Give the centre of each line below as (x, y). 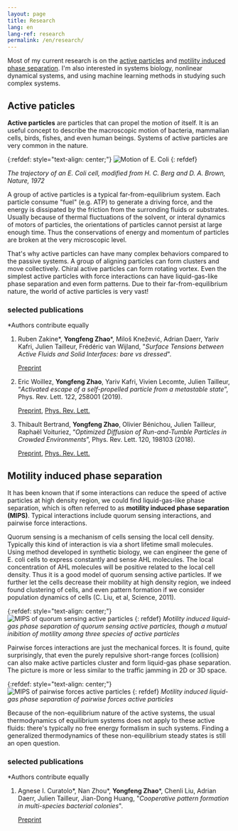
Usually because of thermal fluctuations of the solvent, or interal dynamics (117, 217)
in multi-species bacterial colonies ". (70, 806)
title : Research (31, 21)
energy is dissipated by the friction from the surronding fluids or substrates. (118, 209)
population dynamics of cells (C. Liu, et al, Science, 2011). (92, 598)
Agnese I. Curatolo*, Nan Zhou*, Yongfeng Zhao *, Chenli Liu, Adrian (117, 791)
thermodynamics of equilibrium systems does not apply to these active (111, 721)
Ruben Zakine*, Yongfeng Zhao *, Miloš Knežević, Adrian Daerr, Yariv (118, 339)
